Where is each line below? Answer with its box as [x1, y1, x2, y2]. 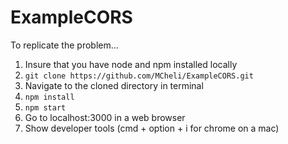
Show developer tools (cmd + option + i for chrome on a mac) [24, 122, 280, 134]
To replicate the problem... [10, 39, 119, 51]
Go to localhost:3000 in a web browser [24, 111, 186, 123]
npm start [24, 102, 67, 113]
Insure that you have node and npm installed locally [24, 58, 238, 70]
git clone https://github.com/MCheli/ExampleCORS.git [24, 71, 254, 81]
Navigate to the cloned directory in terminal [24, 79, 204, 91]
